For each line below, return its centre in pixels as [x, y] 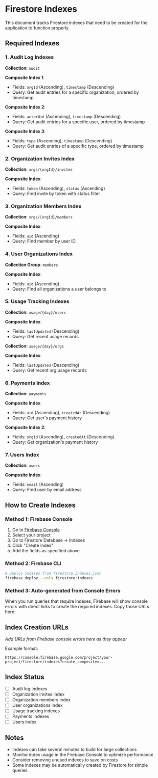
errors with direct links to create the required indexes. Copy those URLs [77, 607]
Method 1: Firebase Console [39, 519]
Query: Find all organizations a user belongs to [59, 289]
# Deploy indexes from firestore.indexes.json [53, 574]
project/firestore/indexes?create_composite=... [56, 662]
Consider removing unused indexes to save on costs [65, 760]
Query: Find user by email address [47, 490]
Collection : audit [23, 68]
